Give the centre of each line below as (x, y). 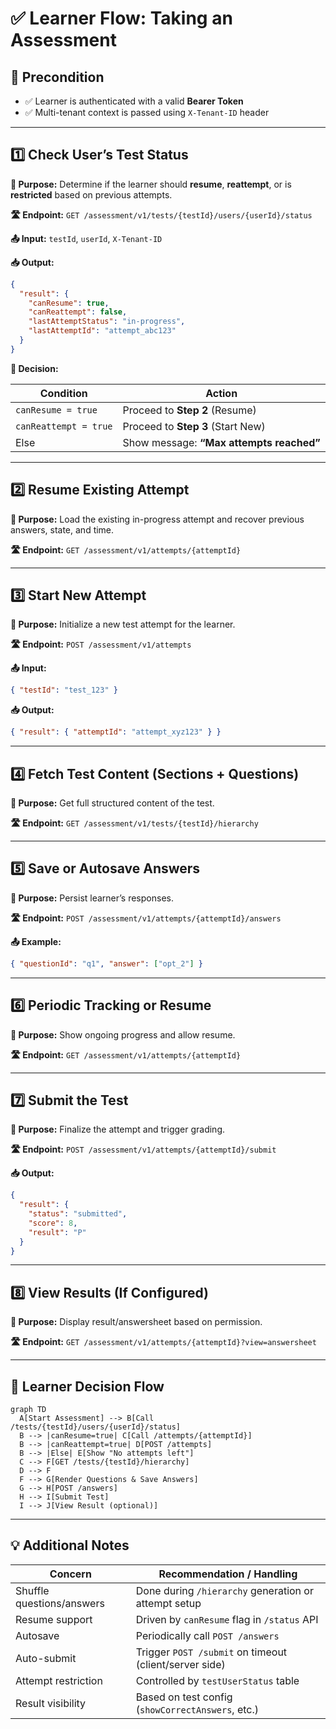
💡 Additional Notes (70, 1545)
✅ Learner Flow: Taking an (121, 18)
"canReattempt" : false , (78, 312)
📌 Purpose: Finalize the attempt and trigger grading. (117, 1129)
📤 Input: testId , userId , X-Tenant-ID (86, 238)
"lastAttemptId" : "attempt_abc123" (102, 331)
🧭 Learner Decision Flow (87, 1386)
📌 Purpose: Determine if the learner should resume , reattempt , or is (151, 184)
